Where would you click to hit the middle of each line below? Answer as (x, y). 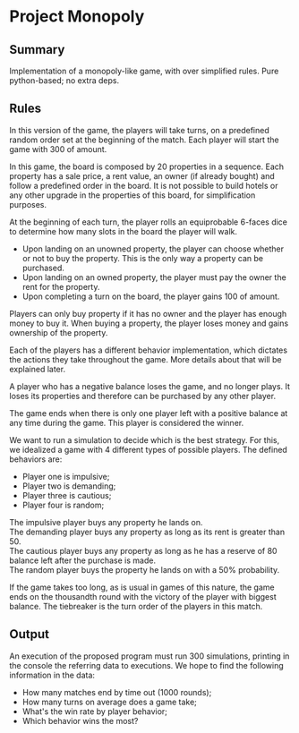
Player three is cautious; (67, 495)
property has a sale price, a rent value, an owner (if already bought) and (142, 175)
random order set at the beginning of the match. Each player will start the (144, 140)
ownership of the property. (59, 332)
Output (29, 634)
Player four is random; (63, 505)
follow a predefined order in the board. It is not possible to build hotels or (144, 185)
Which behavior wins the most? (80, 720)
